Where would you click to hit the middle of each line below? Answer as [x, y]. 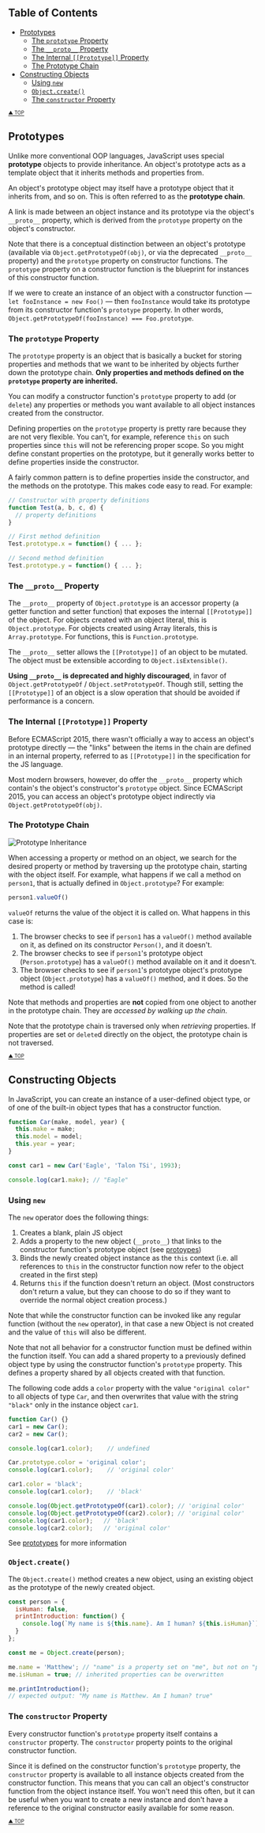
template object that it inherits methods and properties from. [106, 173]
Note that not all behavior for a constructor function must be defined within [130, 1347]
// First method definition [54, 537]
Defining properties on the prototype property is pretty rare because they [127, 428]
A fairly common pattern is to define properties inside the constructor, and [129, 477]
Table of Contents [53, 13]
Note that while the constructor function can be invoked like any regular [125, 1315]
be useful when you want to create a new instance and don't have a [118, 1799]
